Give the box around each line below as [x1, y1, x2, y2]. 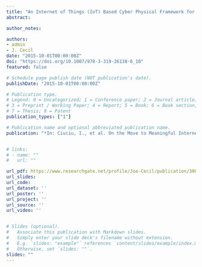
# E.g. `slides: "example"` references [6, 240, 112, 247]
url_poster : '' [6, 191, 44, 197]
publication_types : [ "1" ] [6, 114, 71, 120]
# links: [6, 146, 28, 152]
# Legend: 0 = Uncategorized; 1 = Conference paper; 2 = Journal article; [6, 97, 198, 103]
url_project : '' [6, 196, 47, 202]
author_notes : [6, 25, 42, 31]
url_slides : [6, 174, 36, 180]
